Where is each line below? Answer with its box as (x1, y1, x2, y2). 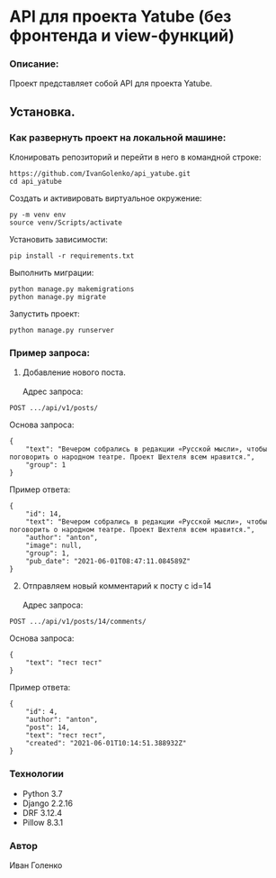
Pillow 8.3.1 (22, 817, 64, 828)
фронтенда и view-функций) (9, 25, 236, 46)
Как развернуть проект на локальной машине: (9, 131, 227, 143)
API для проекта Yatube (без (9, 6, 232, 27)
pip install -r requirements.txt (9, 252, 135, 261)
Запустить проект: (9, 308, 81, 319)
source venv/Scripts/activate (9, 218, 123, 227)
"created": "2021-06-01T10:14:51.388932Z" (25, 739, 187, 748)
